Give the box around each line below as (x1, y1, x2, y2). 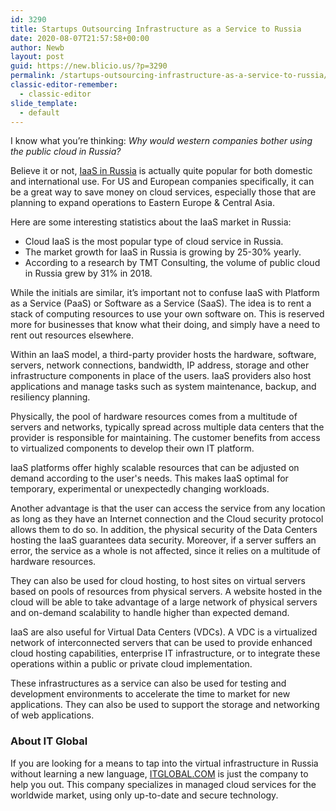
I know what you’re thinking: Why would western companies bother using (10, 135, 313, 147)
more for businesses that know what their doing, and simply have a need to (10, 319, 321, 331)
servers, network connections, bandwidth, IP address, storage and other (10, 359, 310, 371)
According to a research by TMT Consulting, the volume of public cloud (24, 257, 321, 269)
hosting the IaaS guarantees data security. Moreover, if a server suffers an (10, 534, 317, 546)
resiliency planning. (10, 391, 91, 403)
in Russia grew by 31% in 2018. (24, 267, 153, 280)
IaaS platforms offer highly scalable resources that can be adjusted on (10, 462, 300, 474)
